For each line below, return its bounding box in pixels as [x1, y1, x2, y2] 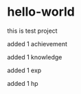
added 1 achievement [7, 40, 67, 48]
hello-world [7, 4, 76, 20]
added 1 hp [7, 79, 39, 87]
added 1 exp [7, 66, 42, 74]
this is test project [7, 27, 58, 35]
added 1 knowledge [7, 52, 62, 61]
